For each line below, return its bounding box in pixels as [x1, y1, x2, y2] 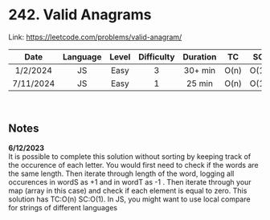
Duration [182, 51, 217, 62]
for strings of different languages [8, 202, 118, 212]
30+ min [183, 64, 216, 75]
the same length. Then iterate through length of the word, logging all [8, 169, 235, 178]
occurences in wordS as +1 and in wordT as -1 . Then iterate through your [8, 177, 252, 186]
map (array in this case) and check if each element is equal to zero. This [8, 185, 247, 195]
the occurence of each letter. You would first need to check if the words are [8, 160, 259, 169]
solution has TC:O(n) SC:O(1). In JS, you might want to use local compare [8, 194, 251, 204]
